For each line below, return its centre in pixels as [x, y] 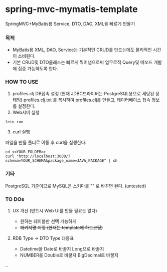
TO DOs [15, 199]
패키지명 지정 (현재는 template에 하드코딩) [61, 228]
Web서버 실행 [26, 112]
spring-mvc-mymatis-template [71, 9]
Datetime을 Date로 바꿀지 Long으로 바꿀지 [62, 249]
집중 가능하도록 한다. [38, 69]
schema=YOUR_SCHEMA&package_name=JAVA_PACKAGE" [56, 161]
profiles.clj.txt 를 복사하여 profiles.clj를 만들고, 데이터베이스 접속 [87, 100]
